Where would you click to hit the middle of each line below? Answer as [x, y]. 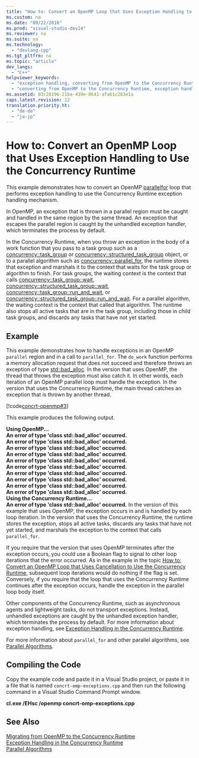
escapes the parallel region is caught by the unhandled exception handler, [96, 224]
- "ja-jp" [23, 116]
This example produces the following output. [61, 418]
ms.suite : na [22, 39]
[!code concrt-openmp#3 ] [38, 406]
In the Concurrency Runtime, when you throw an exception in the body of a [98, 242]
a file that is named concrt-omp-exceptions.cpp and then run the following [96, 685]
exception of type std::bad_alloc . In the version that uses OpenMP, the [92, 369]
